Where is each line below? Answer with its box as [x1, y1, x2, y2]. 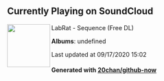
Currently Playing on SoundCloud [7, 5, 154, 17]
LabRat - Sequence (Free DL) [51, 23, 134, 32]
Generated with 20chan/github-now [51, 66, 157, 74]
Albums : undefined [51, 37, 106, 45]
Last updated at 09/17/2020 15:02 [51, 50, 147, 58]
